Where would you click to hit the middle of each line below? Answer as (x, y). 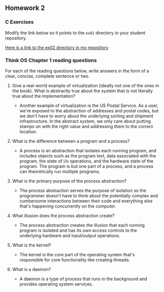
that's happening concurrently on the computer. (68, 206)
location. (28, 132)
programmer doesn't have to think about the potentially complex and (89, 195)
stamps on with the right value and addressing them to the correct (86, 126)
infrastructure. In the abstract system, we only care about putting (85, 121)
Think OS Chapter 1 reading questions (51, 60)
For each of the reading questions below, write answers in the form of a (77, 71)
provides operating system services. (56, 284)
